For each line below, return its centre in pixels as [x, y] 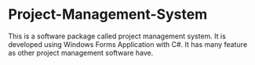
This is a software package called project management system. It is [117, 36]
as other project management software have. [81, 52]
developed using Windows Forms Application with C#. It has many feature [128, 44]
